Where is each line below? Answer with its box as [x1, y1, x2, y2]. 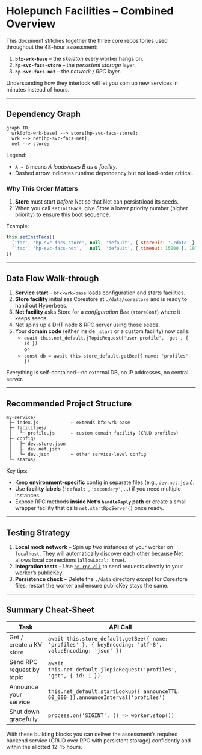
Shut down [9, 707, 40, 716]
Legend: [6, 151, 27, 158]
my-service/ [6, 414, 36, 421]
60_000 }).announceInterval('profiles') [47, 694, 165, 701]
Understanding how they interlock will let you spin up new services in [6, 79, 179, 87]
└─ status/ [8, 456, 36, 463]
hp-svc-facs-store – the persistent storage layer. [14, 61, 136, 69]
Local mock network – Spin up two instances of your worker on [14, 543, 173, 550]
